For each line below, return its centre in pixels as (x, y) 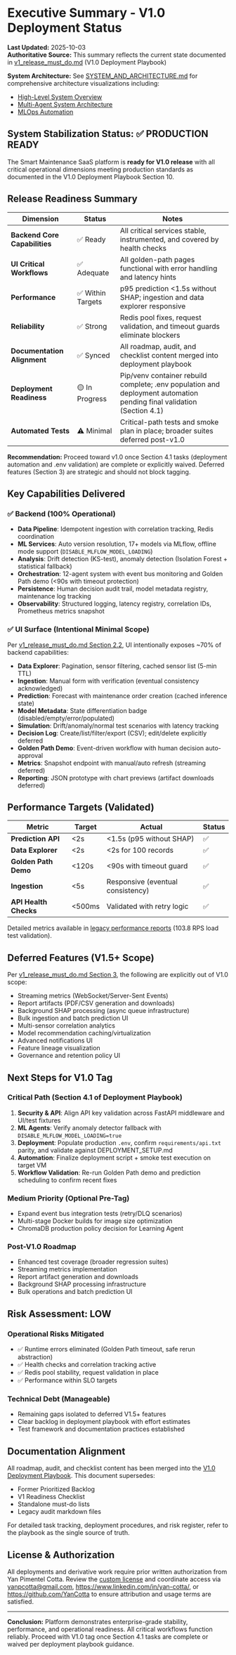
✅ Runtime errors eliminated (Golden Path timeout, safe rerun (106, 1349)
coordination (36, 537)
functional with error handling (169, 268)
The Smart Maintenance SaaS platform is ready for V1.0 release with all (111, 162)
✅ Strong (92, 326)
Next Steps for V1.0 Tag (60, 1077)
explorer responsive (153, 306)
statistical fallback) (45, 566)
